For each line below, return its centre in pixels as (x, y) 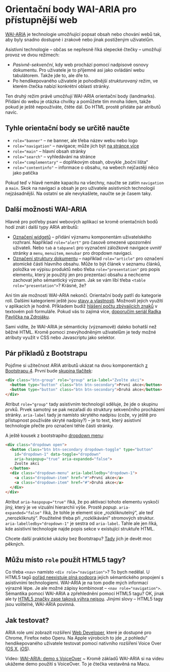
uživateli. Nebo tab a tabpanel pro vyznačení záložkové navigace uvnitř (87, 248)
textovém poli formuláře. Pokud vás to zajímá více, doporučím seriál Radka (83, 311)
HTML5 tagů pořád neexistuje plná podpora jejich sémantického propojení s (84, 578)
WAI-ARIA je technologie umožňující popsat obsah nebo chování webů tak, (83, 34)
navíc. (12, 112)
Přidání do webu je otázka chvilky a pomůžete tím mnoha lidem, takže (78, 101)
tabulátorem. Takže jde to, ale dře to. (51, 75)
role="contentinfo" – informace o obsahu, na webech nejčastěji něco (86, 167)
